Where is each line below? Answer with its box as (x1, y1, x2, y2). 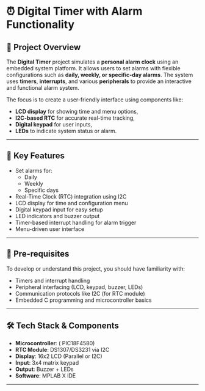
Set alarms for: (15, 167, 53, 174)
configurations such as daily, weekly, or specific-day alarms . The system (6, 71, 193, 78)
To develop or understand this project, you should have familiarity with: (6, 265, 185, 272)
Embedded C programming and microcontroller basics (15, 296, 152, 304)
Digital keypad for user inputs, (15, 121, 93, 128)
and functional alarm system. (6, 84, 79, 91)
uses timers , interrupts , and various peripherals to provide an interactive (6, 78, 192, 85)
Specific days (24, 186, 59, 194)
